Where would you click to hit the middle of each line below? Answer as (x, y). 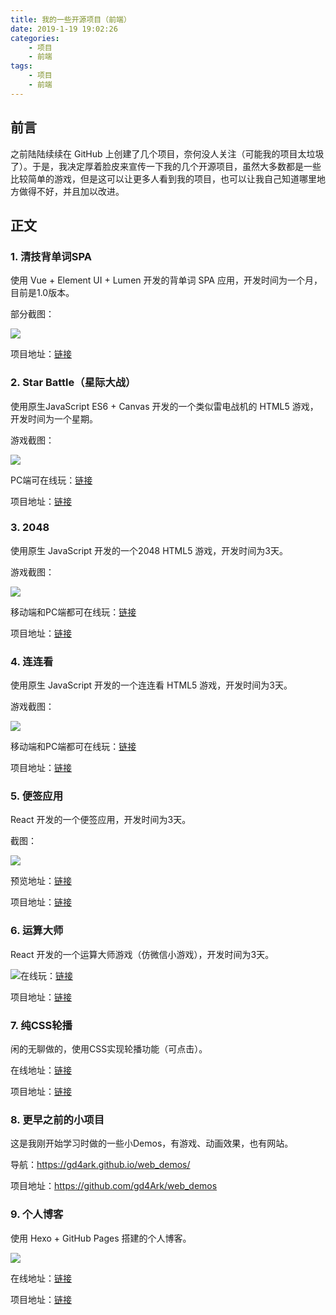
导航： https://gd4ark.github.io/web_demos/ (100, 1165)
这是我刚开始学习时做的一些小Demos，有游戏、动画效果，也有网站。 (152, 1143)
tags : (21, 66)
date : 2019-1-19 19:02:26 (64, 29)
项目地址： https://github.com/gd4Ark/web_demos (114, 1186)
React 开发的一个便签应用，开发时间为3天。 (101, 820)
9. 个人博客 (37, 1214)
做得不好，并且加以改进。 (71, 191)
